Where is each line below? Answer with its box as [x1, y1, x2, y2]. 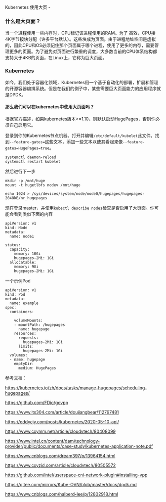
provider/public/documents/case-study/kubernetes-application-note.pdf [5, 443, 153, 449]
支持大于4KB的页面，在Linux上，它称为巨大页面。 [5, 55, 107, 61]
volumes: [9, 353, 28, 358]
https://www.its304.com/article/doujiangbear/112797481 [5, 409, 119, 415]
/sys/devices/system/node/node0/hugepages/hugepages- [31, 191, 145, 196]
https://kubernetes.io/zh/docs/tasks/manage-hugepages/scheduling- [5, 385, 147, 391]
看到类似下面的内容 [13, 211, 53, 217]
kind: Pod [5, 292, 26, 297]
